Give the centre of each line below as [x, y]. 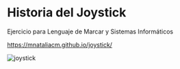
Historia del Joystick [67, 13]
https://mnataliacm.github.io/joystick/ [60, 44]
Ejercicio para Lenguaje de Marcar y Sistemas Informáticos [90, 31]
